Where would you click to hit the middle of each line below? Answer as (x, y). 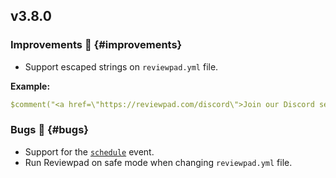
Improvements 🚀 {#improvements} (96, 45)
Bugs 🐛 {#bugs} (49, 130)
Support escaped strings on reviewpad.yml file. (121, 66)
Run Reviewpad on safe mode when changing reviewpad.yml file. (158, 162)
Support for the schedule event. (89, 151)
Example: (30, 86)
